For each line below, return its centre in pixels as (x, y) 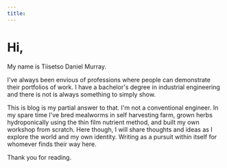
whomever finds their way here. (52, 144)
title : (16, 13)
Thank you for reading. (39, 157)
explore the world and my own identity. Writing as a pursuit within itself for (112, 136)
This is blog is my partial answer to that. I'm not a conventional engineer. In (113, 108)
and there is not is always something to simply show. (82, 94)
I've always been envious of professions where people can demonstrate (109, 80)
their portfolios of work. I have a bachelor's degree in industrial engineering (114, 87)
